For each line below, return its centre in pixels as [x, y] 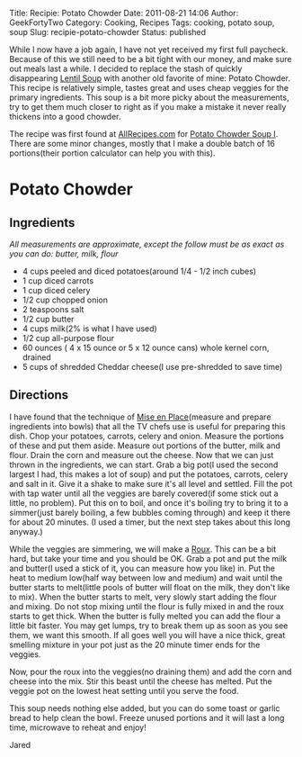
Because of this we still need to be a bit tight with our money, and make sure [151, 59]
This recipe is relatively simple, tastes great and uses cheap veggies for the [149, 88]
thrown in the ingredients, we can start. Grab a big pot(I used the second [144, 464]
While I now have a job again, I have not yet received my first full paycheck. [149, 50]
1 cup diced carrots [58, 281]
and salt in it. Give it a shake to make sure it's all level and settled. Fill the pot [151, 483]
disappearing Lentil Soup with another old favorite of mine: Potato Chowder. [150, 78]
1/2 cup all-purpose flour [68, 338]
